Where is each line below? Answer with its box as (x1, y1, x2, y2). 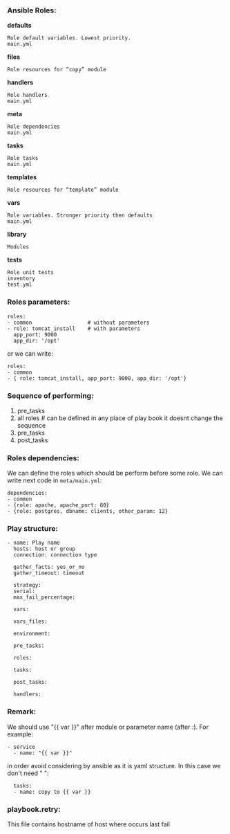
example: (7, 729, 33, 738)
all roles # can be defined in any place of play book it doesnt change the (17, 414, 223, 422)
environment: (13, 631, 51, 637)
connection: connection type (13, 552, 97, 559)
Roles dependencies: (7, 453, 79, 462)
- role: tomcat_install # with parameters (7, 325, 140, 332)
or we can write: (7, 349, 54, 358)
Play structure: (7, 524, 59, 534)
